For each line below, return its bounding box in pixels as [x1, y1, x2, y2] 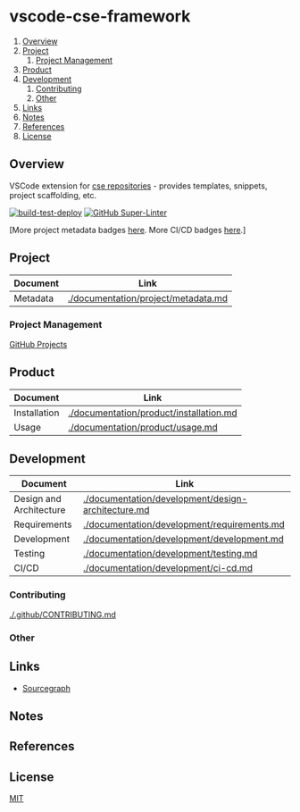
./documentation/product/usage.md [68, 421, 219, 433]
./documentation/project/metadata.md [67, 292, 229, 305]
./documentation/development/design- [83, 493, 248, 506]
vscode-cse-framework [9, 6, 191, 27]
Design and [13, 493, 62, 506]
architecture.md [83, 504, 150, 516]
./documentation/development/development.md [83, 533, 284, 546]
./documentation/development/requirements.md [83, 518, 286, 531]
